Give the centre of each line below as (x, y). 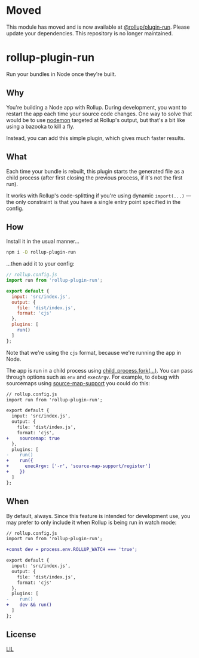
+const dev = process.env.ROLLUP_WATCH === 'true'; (72, 550)
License (21, 635)
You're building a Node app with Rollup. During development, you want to (97, 107)
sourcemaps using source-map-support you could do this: (78, 383)
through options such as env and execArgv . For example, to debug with (93, 377)
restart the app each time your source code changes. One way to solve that (99, 114)
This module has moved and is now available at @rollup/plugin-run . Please (98, 27)
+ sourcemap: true (33, 438)
